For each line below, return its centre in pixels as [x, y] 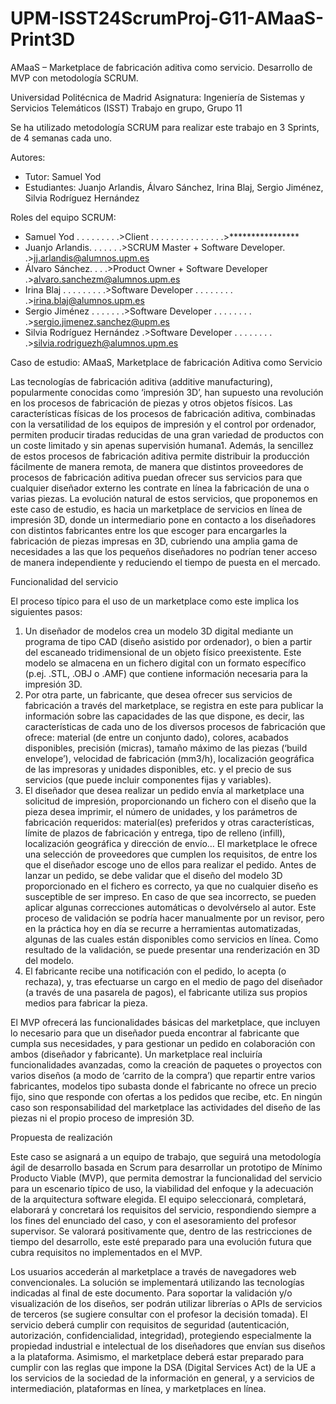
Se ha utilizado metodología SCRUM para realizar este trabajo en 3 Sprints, [165, 127]
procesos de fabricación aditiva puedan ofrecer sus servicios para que [156, 477]
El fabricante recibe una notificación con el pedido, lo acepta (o [155, 971]
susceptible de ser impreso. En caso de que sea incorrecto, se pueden [170, 896]
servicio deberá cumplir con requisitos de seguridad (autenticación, [150, 1324]
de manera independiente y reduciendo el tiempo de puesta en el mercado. [165, 562]
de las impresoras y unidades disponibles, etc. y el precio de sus [158, 769]
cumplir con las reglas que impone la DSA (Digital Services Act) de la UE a [163, 1367]
